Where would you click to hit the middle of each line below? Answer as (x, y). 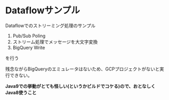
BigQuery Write (29, 47)
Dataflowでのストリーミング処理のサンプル (51, 26)
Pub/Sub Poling (29, 36)
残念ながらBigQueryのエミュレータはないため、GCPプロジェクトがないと (82, 69)
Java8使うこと (21, 92)
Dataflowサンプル (43, 10)
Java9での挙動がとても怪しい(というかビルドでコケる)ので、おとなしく (80, 86)
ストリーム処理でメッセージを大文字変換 (55, 42)
